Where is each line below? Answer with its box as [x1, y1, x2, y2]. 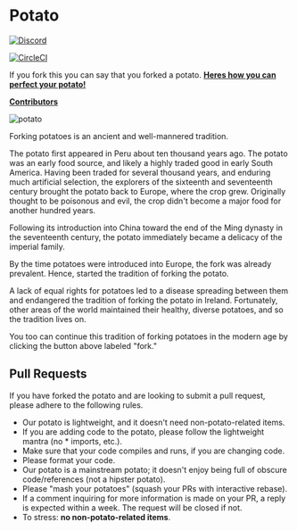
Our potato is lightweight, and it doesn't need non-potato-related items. [21, 417, 285, 427]
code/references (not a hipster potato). [21, 474, 166, 485]
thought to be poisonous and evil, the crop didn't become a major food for [9, 195, 282, 206]
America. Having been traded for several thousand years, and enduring [9, 167, 271, 178]
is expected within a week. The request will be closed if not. [21, 502, 243, 513]
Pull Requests [9, 367, 87, 382]
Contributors [9, 95, 59, 107]
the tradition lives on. [9, 313, 87, 324]
